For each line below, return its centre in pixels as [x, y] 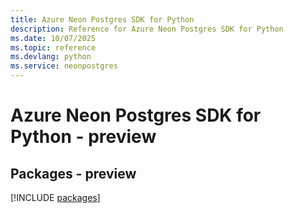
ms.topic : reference [53, 47]
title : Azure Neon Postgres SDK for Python [102, 19]
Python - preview [83, 137]
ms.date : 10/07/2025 [53, 38]
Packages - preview [73, 173]
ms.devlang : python [51, 57]
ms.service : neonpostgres [64, 66]
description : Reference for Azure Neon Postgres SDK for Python [147, 29]
